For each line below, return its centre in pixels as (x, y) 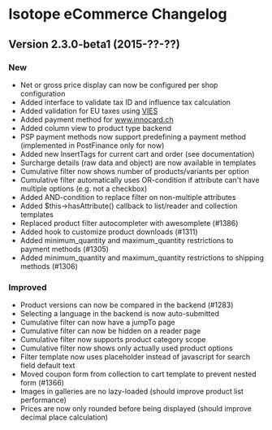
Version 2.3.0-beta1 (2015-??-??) (95, 44)
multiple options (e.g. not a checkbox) (84, 189)
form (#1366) (42, 383)
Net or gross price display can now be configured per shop (119, 85)
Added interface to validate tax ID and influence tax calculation (125, 102)
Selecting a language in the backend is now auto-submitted (120, 314)
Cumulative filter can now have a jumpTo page (98, 323)
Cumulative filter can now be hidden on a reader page (110, 331)
